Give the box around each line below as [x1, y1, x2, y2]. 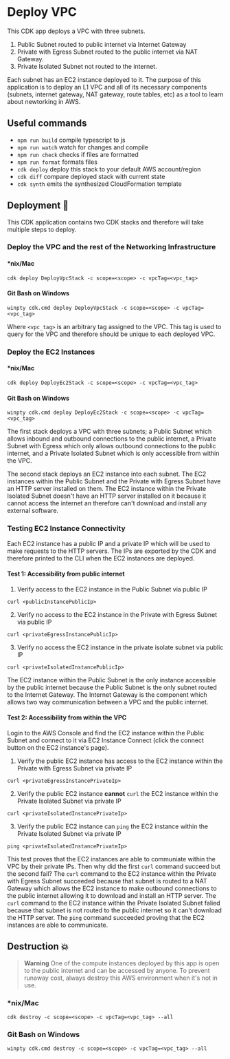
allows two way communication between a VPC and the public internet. [7, 698, 209, 706]
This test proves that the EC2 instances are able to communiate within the [7, 854, 216, 863]
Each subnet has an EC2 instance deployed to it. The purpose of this [7, 75, 201, 83]
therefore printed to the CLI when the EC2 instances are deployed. [7, 554, 195, 562]
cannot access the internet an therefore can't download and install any [7, 499, 207, 507]
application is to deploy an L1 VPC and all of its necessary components [7, 83, 207, 91]
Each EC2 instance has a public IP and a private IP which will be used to [7, 539, 211, 547]
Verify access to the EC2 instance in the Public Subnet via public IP [16, 585, 207, 593]
